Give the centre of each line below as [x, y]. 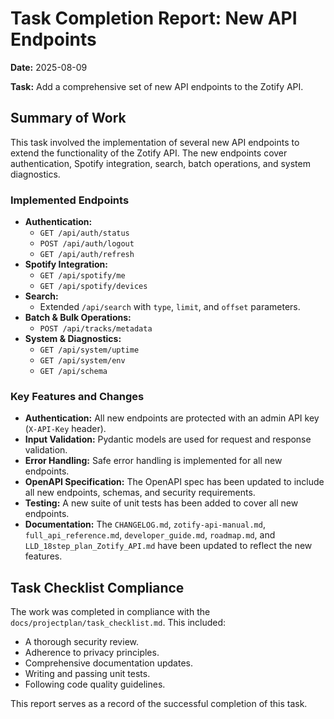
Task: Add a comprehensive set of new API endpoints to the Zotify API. [157, 86]
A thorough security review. [81, 642]
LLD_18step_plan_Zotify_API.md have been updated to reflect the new [168, 546]
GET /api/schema [73, 372]
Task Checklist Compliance [97, 587]
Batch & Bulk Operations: [78, 318]
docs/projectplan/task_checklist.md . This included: [118, 623]
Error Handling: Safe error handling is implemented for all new [153, 461]
